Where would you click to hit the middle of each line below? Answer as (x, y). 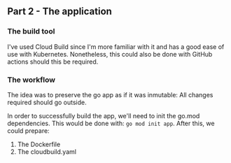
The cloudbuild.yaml (47, 151)
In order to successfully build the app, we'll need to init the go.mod (104, 115)
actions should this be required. (53, 62)
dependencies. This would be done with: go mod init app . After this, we (111, 123)
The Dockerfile (39, 144)
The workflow (31, 80)
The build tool (31, 31)
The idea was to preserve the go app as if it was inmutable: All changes (110, 94)
